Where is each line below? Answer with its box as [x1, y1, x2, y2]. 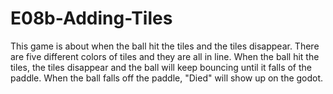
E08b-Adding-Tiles [10, 7, 173, 30]
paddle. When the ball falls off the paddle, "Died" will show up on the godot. [10, 72, 324, 84]
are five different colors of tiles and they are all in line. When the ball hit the [10, 50, 320, 62]
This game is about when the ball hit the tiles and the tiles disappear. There [10, 40, 320, 52]
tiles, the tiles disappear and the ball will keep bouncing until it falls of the [10, 61, 313, 73]
